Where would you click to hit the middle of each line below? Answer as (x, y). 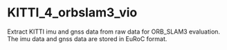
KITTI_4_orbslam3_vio (72, 13)
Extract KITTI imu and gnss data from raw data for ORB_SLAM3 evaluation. (113, 32)
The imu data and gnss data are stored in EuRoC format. (87, 38)
